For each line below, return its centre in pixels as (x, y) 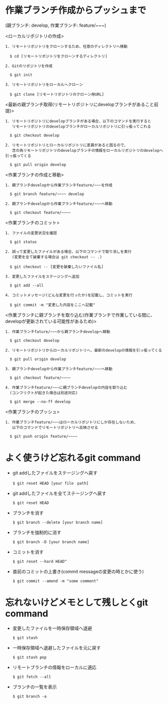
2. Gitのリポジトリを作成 (29, 66)
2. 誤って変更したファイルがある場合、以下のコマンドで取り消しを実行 (68, 252)
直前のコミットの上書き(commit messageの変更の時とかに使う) (78, 571)
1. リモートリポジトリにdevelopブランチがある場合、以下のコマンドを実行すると (78, 121)
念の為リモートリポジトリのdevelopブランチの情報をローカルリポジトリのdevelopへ (88, 150)
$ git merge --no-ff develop (40, 401)
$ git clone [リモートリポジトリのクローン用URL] (57, 94)
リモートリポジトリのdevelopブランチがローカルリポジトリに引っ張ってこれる (81, 127)
